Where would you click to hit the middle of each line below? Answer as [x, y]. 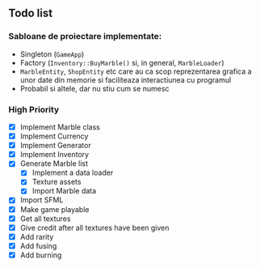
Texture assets [57, 182]
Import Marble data [64, 191]
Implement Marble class [60, 127]
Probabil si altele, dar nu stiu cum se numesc [94, 88]
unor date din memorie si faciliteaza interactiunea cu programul [126, 79]
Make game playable [55, 209]
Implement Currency [54, 136]
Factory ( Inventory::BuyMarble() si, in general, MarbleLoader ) [122, 62]
